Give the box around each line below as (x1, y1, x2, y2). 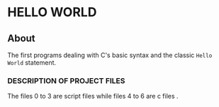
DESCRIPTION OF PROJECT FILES (7, 75, 125, 85)
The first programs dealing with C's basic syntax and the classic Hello (7, 51, 213, 59)
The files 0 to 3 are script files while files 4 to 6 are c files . (7, 92, 179, 101)
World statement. (7, 58, 57, 67)
